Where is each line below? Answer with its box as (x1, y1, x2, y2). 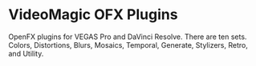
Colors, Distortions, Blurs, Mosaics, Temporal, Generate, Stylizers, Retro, (8, 40, 249, 49)
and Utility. (8, 49, 44, 58)
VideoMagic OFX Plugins (8, 6, 178, 24)
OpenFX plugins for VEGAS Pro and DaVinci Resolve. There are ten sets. (8, 32, 247, 41)
